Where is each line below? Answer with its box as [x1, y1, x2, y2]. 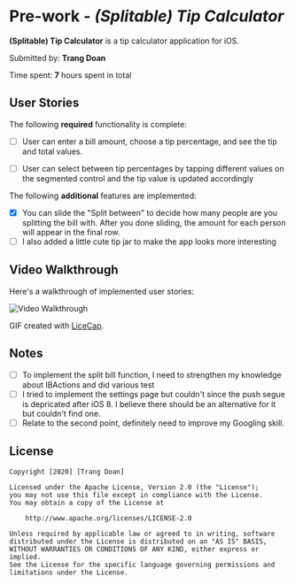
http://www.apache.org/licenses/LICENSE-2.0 [25, 513, 192, 523]
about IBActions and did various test [21, 379, 155, 390]
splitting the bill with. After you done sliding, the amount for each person [21, 217, 286, 227]
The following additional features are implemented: [9, 190, 197, 201]
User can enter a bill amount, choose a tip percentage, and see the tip [21, 135, 277, 147]
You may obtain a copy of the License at [9, 498, 165, 507]
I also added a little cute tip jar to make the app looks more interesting [21, 236, 277, 247]
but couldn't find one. [21, 408, 101, 419]
